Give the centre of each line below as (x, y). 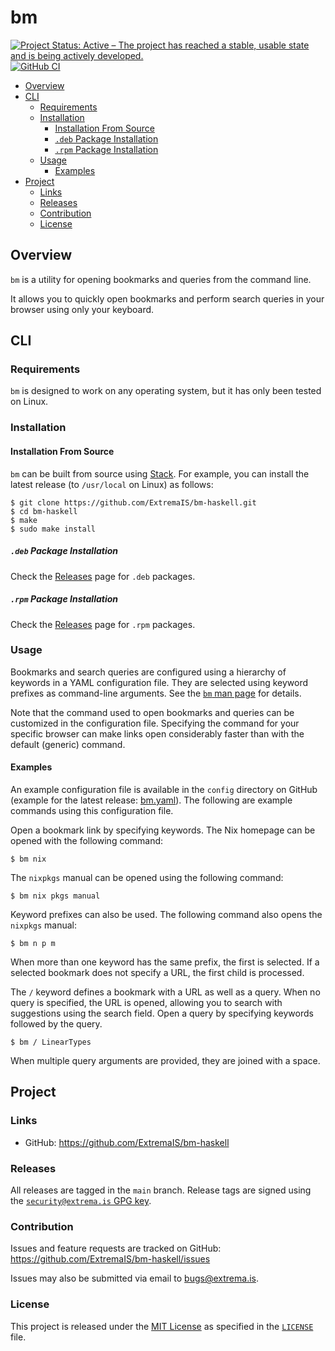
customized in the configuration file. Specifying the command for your (155, 723)
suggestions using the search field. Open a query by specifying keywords (162, 1013)
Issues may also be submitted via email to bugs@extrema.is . (134, 1278)
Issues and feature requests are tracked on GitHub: (116, 1248)
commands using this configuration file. (92, 810)
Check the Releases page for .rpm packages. (103, 624)
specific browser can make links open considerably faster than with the (157, 733)
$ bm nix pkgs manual (55, 896)
